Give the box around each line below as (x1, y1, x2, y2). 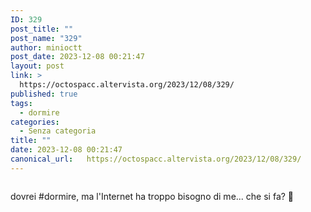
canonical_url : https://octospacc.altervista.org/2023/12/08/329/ (10, 154, 302, 164)
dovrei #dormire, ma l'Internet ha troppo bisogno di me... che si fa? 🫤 (10, 190, 295, 202)
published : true (10, 89, 78, 99)
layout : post (10, 61, 65, 71)
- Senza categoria (19, 126, 97, 136)
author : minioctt (10, 42, 83, 53)
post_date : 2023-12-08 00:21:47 (10, 52, 145, 62)
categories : (10, 117, 60, 127)
